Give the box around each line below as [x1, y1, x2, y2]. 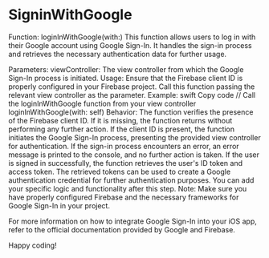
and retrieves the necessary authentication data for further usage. [8, 49, 227, 58]
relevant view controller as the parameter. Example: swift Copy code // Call [8, 90, 255, 99]
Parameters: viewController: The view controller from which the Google [8, 64, 244, 74]
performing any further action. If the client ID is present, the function [8, 124, 235, 134]
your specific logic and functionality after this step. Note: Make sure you [8, 183, 247, 193]
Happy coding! [8, 240, 58, 250]
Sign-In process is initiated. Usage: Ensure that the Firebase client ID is [8, 73, 243, 83]
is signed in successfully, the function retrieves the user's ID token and [8, 158, 243, 167]
